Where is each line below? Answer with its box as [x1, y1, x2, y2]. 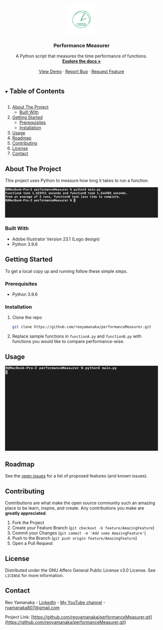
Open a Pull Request [12, 541, 53, 546]
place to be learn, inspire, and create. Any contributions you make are [5, 505, 145, 511]
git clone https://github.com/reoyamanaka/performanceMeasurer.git [12, 324, 151, 329]
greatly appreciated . [5, 511, 47, 516]
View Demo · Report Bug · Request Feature [38, 68, 125, 74]
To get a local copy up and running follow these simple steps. [5, 268, 128, 274]
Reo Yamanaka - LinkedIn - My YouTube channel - [5, 599, 106, 605]
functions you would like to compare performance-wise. [12, 339, 125, 344]
